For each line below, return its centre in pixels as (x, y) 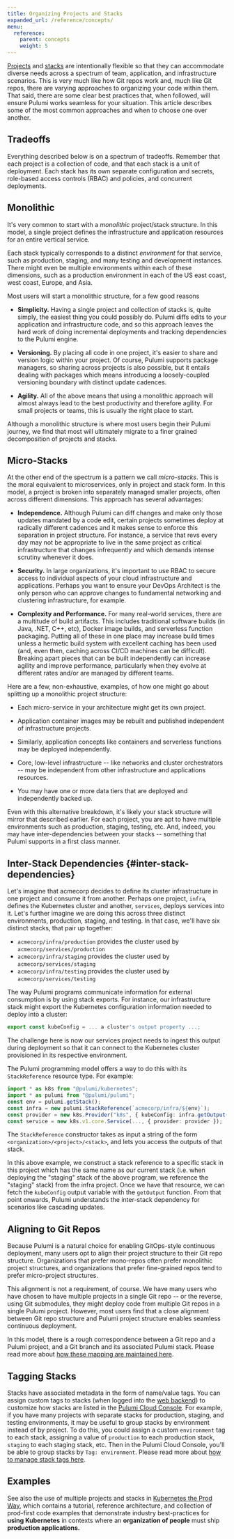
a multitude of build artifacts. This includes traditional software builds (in (121, 621)
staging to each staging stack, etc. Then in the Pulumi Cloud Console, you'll (116, 1445)
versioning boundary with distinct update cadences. (92, 382)
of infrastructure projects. (54, 728)
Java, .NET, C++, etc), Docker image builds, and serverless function (115, 629)
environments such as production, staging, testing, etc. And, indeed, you (111, 827)
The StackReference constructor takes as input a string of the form (102, 1134)
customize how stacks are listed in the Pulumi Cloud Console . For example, (115, 1408)
